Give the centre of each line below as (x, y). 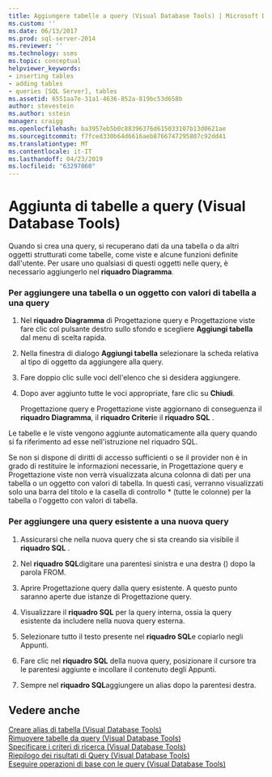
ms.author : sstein (39, 114)
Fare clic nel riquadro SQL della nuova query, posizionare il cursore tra (138, 660)
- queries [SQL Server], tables (63, 91)
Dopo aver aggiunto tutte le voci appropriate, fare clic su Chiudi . (127, 393)
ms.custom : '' (32, 23)
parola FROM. (43, 572)
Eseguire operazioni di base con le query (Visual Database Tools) (117, 764)
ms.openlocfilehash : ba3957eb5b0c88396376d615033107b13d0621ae (117, 129)
